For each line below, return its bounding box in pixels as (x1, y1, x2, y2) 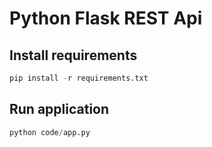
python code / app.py (9, 127, 91, 137)
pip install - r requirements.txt (9, 73, 149, 83)
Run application (9, 101, 110, 118)
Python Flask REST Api (9, 7, 203, 30)
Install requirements (9, 47, 138, 64)
